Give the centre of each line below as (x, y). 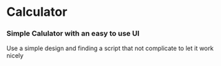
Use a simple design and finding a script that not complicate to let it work (110, 48)
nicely (15, 56)
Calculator (37, 12)
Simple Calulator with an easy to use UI (73, 34)
